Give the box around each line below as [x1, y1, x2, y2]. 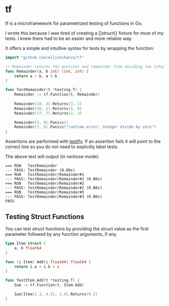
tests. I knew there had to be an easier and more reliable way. [5, 35, 133, 41]
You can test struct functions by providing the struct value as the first [5, 226, 149, 232]
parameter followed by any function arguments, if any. [5, 231, 118, 237]
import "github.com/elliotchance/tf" [5, 55, 84, 60]
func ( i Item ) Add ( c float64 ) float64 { [5, 259, 92, 265]
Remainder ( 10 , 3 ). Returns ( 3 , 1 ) [14, 101, 82, 107]
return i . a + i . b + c [14, 264, 59, 269]
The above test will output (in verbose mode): [5, 154, 100, 160]
